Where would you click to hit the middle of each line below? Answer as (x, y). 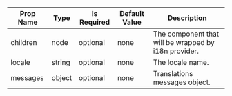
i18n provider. (176, 51)
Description (187, 18)
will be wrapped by (184, 42)
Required (95, 22)
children (24, 42)
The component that (186, 34)
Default (132, 13)
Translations (173, 74)
